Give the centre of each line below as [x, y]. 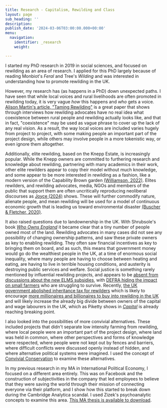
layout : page [19, 14]
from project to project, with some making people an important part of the [81, 133]
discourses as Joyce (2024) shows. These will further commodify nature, [81, 196]
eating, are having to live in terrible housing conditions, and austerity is [78, 264]
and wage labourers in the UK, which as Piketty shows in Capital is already [82, 306]
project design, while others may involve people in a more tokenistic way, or [83, 139]
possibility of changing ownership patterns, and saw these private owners [81, 237]
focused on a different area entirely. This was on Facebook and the [74, 373]
